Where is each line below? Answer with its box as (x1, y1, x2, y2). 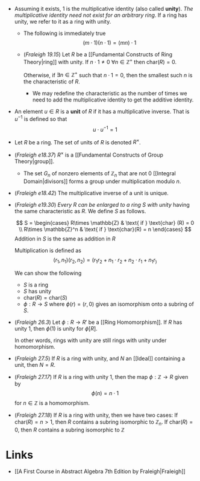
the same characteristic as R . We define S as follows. (14, 207, 146, 215)
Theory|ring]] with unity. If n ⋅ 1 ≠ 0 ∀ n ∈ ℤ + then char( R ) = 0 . (23, 57, 177, 65)
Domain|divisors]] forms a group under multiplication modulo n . (23, 178, 181, 185)
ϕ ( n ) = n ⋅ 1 (91, 389, 119, 396)
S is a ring (23, 281, 49, 288)
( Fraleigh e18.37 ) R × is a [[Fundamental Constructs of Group (14, 150, 164, 158)
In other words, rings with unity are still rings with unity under (14, 337, 167, 344)
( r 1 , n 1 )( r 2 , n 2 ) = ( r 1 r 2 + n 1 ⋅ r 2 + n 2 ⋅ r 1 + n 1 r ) (53, 256, 157, 265)
